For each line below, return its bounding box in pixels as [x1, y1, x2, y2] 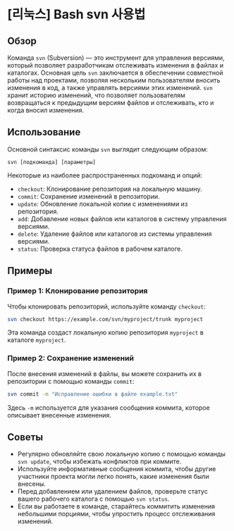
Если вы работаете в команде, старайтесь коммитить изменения [17, 502, 216, 511]
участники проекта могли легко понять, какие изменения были [17, 473, 209, 481]
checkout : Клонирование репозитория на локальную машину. [17, 185, 202, 193]
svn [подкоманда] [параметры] [7, 158, 97, 165]
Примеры [7, 265, 53, 277]
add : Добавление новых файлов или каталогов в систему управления [17, 214, 227, 223]
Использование [7, 126, 81, 138]
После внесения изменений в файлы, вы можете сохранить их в [7, 369, 202, 377]
